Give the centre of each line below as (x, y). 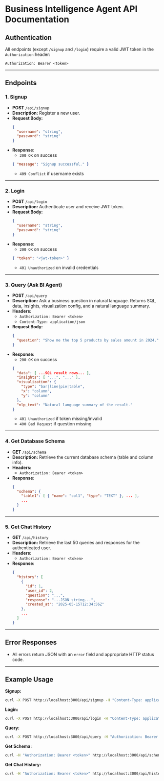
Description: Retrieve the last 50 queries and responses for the (76, 543)
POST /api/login (30, 201)
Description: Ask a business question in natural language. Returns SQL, (84, 301)
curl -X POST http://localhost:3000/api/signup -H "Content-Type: (74, 700)
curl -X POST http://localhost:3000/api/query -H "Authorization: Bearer (82, 737)
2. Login (15, 191)
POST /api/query (30, 295)
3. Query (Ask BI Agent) (34, 285)
